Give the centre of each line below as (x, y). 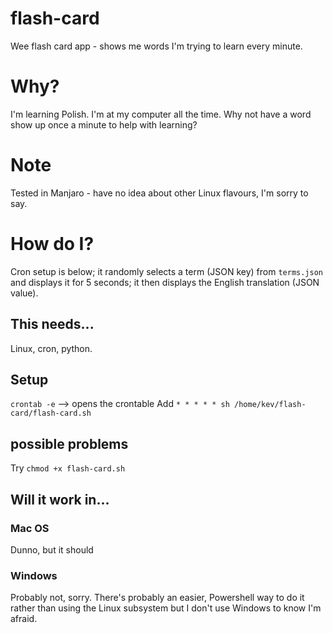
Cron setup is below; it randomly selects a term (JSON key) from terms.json (167, 271)
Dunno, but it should (52, 549)
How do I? (52, 244)
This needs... (52, 324)
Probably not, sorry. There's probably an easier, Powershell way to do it (157, 598)
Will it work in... (60, 499)
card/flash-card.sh (51, 413)
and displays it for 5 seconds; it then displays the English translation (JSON (165, 282)
